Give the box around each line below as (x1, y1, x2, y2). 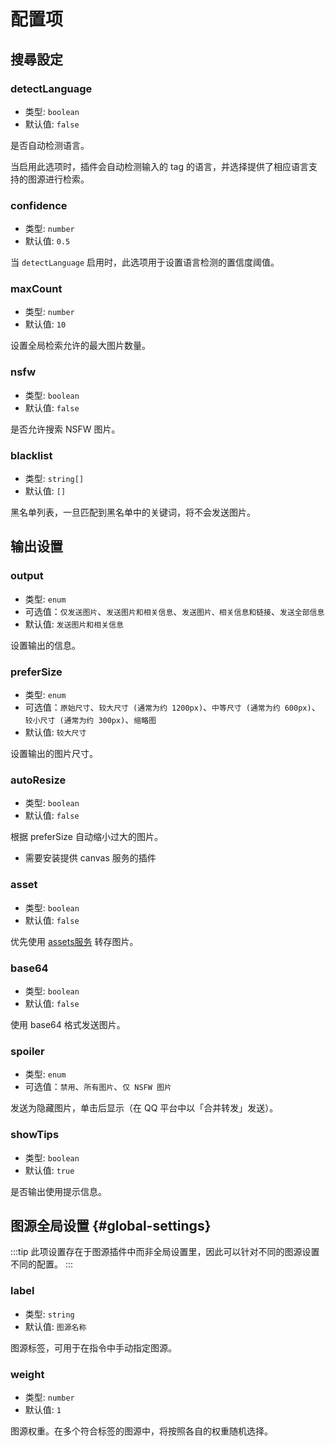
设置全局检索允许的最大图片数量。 (10, 340, 151, 352)
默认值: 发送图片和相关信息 (24, 618, 124, 630)
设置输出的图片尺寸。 (10, 748, 98, 760)
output (10, 569, 44, 583)
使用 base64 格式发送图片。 (10, 1018, 126, 1030)
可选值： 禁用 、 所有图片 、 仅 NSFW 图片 (24, 1081, 172, 1093)
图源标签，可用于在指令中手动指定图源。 (10, 1341, 177, 1354)
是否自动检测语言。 (10, 139, 90, 151)
